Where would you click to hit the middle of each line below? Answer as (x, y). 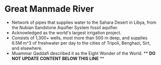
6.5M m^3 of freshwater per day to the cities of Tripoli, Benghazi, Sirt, (81, 43)
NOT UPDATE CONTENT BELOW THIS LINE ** (58, 58)
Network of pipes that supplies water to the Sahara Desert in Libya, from (84, 22)
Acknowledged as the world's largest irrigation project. (66, 32)
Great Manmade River (49, 9)
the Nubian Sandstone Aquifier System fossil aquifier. (65, 27)
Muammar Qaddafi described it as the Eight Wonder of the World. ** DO (83, 53)
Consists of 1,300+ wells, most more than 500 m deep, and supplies (80, 38)
